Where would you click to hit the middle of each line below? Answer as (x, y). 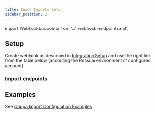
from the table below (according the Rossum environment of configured (78, 61)
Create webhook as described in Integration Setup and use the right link (78, 56)
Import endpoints (26, 79)
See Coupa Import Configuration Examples (48, 107)
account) (14, 66)
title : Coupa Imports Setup (34, 10)
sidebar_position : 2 (26, 14)
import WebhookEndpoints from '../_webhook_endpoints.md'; (67, 28)
